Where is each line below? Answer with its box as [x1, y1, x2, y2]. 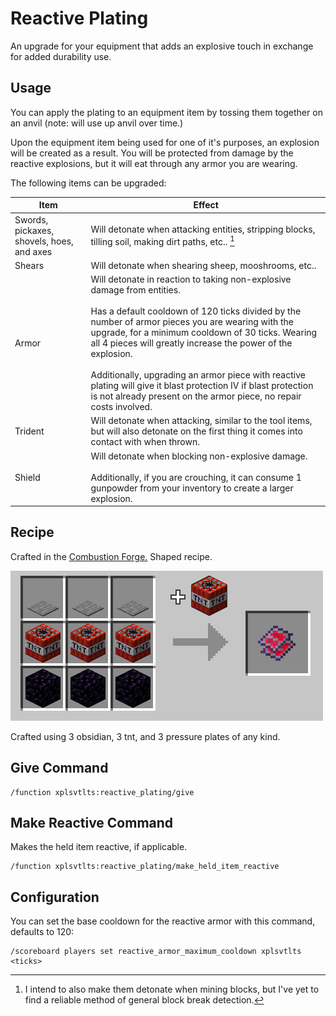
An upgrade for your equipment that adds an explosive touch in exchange [10, 40, 314, 52]
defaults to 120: [10, 926, 75, 938]
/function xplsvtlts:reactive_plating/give [10, 787, 195, 797]
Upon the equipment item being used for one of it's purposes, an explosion [10, 136, 320, 148]
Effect [193, 199, 219, 211]
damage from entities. [90, 284, 181, 296]
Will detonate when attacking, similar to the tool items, [90, 415, 313, 427]
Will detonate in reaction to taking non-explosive [90, 273, 292, 285]
